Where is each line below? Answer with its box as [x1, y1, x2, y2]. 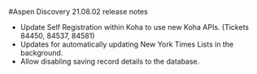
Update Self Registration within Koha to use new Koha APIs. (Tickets [20, 23, 250, 31]
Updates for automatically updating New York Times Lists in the [20, 39, 234, 49]
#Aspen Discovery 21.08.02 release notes [8, 7, 148, 16]
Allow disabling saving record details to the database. [20, 56, 200, 66]
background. [20, 48, 63, 57]
